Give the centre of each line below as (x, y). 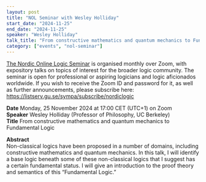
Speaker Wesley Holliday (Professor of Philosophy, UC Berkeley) (88, 115)
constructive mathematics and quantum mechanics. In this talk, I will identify (103, 152)
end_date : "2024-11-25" (37, 29)
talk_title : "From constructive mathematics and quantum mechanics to (98, 40)
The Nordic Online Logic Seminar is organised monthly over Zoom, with (97, 63)
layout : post (23, 12)
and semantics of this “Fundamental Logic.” (61, 172)
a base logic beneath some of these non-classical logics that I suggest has (101, 159)
